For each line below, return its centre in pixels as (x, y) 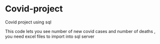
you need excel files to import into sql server (50, 36)
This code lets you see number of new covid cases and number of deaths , (80, 31)
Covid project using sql (28, 22)
